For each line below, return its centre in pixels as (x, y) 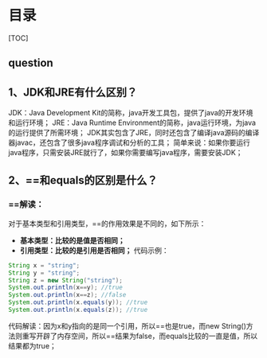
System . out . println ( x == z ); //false (67, 295)
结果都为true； (33, 345)
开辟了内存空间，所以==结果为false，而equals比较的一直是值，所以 (146, 336)
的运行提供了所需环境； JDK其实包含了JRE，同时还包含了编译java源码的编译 (134, 133)
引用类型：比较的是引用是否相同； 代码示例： (94, 250)
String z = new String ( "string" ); (66, 280)
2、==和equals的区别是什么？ (83, 180)
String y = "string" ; (44, 273)
